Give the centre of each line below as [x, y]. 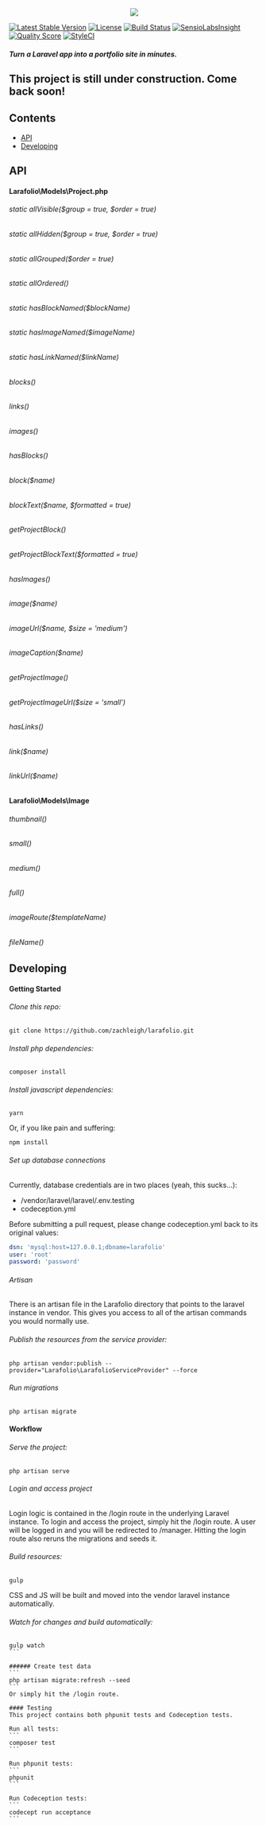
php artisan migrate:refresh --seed [69, 1681]
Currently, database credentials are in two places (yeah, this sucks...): [123, 1185]
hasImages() [30, 578]
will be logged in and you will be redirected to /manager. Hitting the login [128, 1530]
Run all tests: [34, 1729]
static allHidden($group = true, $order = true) [83, 234]
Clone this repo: [35, 1007]
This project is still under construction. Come [123, 79]
